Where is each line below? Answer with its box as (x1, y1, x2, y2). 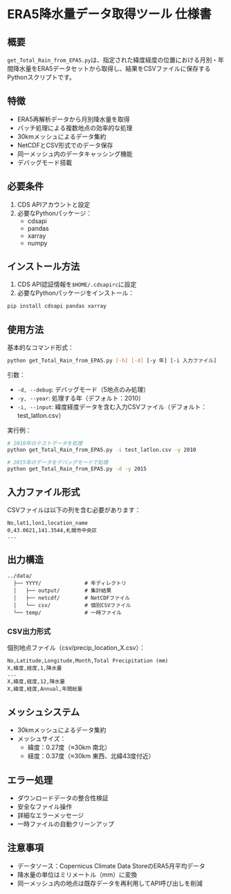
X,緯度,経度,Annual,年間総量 (7, 685, 83, 693)
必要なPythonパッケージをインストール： (17, 289, 135, 297)
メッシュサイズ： (17, 735, 66, 743)
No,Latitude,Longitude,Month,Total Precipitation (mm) (7, 658, 169, 665)
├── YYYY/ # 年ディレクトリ (13, 580, 127, 587)
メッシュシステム (7, 706, 80, 718)
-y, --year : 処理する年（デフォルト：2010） (17, 394, 145, 402)
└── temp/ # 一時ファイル (13, 609, 122, 617)
